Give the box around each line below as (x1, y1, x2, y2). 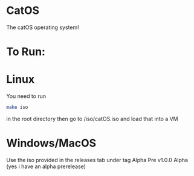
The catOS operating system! (6, 24, 80, 31)
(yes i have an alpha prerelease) (6, 163, 86, 170)
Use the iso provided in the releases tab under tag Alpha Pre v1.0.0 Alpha (6, 156, 189, 163)
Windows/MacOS (6, 137, 97, 150)
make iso (6, 104, 28, 111)
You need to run (6, 93, 47, 100)
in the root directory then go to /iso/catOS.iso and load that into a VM (6, 115, 178, 122)
